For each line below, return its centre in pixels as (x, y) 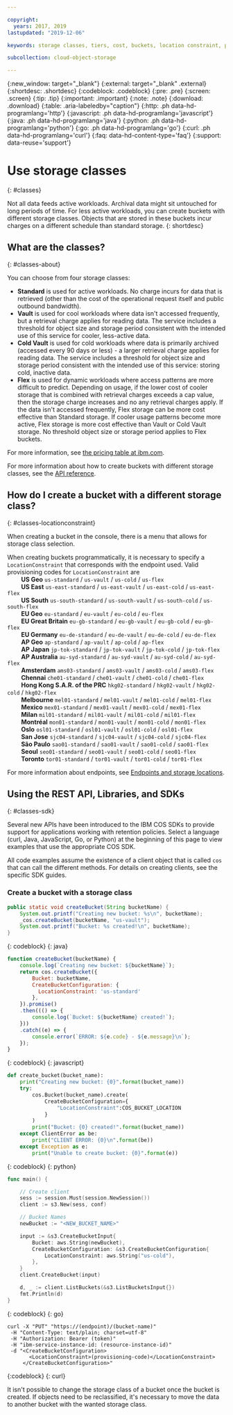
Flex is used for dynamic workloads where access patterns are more (115, 380)
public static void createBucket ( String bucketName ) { (88, 907)
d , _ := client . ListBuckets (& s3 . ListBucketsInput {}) (97, 1288)
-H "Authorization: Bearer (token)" (63, 1339)
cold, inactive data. (44, 372)
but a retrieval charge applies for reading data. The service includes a (116, 321)
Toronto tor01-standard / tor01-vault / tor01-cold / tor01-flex (111, 759)
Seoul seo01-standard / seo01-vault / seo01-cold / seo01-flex (108, 751)
